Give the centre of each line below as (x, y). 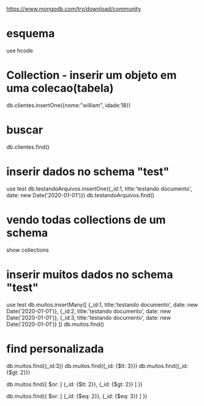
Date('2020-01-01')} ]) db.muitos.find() (55, 324)
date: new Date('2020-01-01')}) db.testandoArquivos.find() (80, 195)
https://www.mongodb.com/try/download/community (74, 9)
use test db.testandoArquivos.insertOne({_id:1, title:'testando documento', (99, 189)
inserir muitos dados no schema (90, 274)
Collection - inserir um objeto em (92, 75)
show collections (28, 250)
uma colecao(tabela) (60, 88)
